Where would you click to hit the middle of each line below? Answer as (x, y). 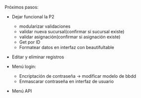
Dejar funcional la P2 (33, 17)
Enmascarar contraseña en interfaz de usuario (67, 81)
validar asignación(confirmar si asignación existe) (70, 37)
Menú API (22, 91)
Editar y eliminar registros (38, 57)
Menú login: (24, 67)
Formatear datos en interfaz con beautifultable (67, 47)
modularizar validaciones (45, 26)
